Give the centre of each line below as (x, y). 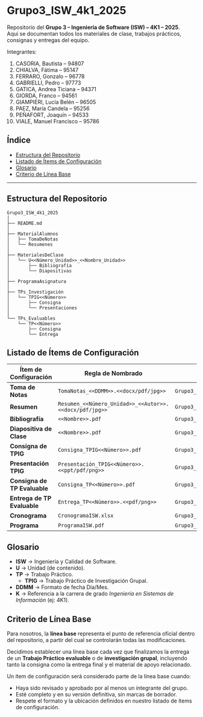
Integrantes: (22, 51)
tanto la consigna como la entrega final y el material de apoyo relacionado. (99, 664)
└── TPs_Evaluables (31, 318)
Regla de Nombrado (113, 373)
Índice (19, 140)
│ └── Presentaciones (42, 308)
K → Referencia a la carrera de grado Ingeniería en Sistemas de (95, 594)
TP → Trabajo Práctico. (44, 574)
